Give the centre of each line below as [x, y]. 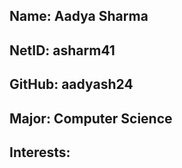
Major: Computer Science [91, 118]
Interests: [40, 152]
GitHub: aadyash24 [71, 84]
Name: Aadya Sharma [79, 16]
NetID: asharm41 [62, 50]
